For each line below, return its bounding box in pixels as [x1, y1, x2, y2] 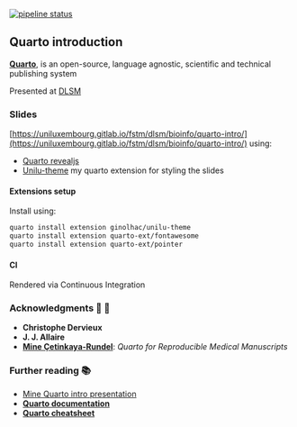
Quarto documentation [22, 397, 111, 409]
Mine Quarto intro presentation [22, 388, 137, 399]
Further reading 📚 [9, 365, 92, 377]
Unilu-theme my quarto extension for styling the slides [22, 165, 225, 176]
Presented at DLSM [9, 86, 82, 96]
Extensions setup [9, 186, 76, 196]
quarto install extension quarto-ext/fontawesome [9, 232, 200, 241]
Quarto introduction [9, 34, 123, 50]
